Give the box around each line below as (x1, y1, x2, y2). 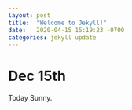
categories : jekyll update (8, 33, 97, 42)
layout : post (8, 11, 51, 20)
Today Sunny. (8, 93, 53, 103)
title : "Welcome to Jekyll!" (8, 19, 108, 27)
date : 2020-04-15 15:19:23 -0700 (8, 26, 125, 34)
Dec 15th (8, 68, 67, 85)
